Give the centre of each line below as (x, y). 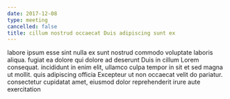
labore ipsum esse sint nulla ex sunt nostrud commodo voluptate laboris (110, 53)
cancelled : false (32, 26)
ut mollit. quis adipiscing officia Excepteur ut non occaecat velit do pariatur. (115, 75)
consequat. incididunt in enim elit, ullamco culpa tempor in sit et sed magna (115, 67)
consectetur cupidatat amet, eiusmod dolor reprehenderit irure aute (104, 82)
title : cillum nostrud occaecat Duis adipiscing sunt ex (91, 33)
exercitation (24, 89)
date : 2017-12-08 (32, 13)
